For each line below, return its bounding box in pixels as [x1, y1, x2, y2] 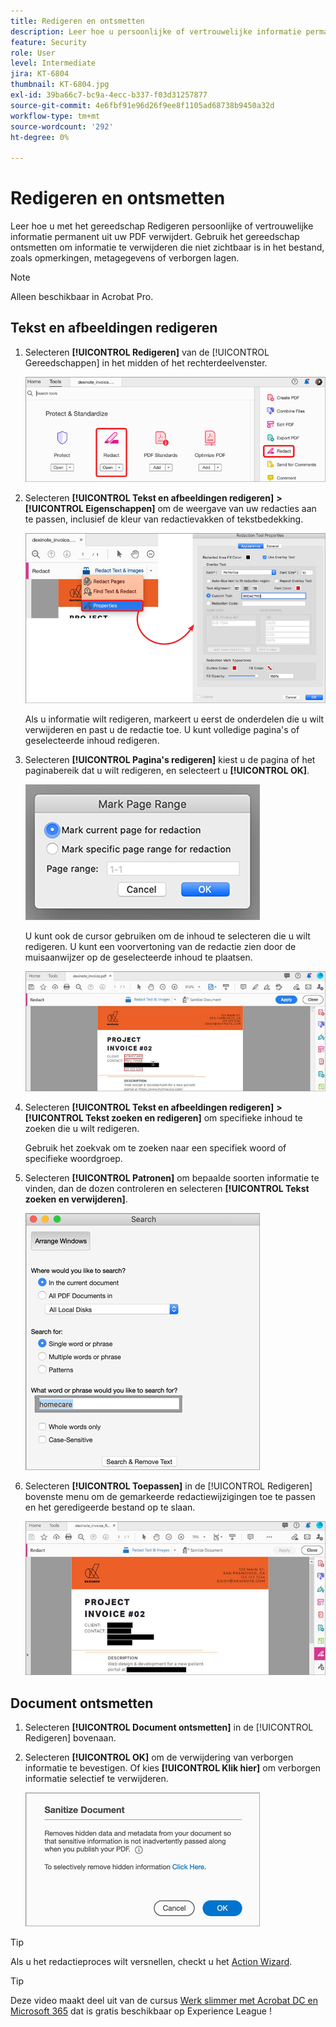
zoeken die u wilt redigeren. [24, 1122, 140, 1134]
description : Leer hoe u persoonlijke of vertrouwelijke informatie [10, 26, 302, 37]
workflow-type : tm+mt [10, 111, 101, 121]
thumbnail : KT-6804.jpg [10, 80, 110, 90]
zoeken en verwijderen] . [24, 1193, 128, 1205]
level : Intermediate [10, 58, 97, 69]
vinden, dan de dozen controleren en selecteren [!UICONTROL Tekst [24, 1182, 310, 1194]
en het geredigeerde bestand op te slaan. [24, 1501, 196, 1513]
